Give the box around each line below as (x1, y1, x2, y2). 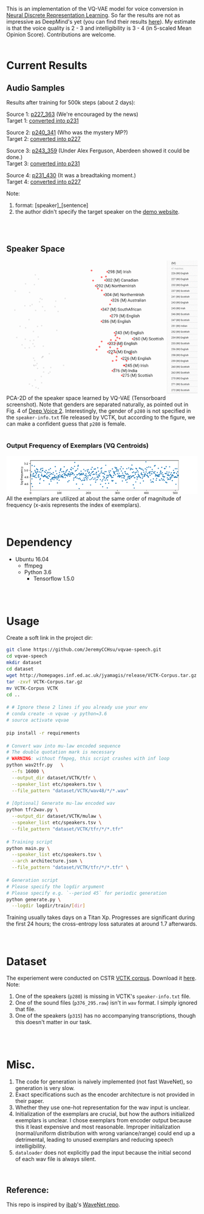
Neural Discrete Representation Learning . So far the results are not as (6, 12, 180, 19)
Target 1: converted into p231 (6, 117, 79, 124)
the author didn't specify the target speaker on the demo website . (15, 208, 180, 215)
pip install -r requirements (6, 730, 80, 736)
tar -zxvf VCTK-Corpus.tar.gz (6, 679, 83, 685)
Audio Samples (6, 83, 65, 93)
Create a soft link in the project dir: (6, 634, 93, 642)
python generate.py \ (6, 897, 61, 903)
